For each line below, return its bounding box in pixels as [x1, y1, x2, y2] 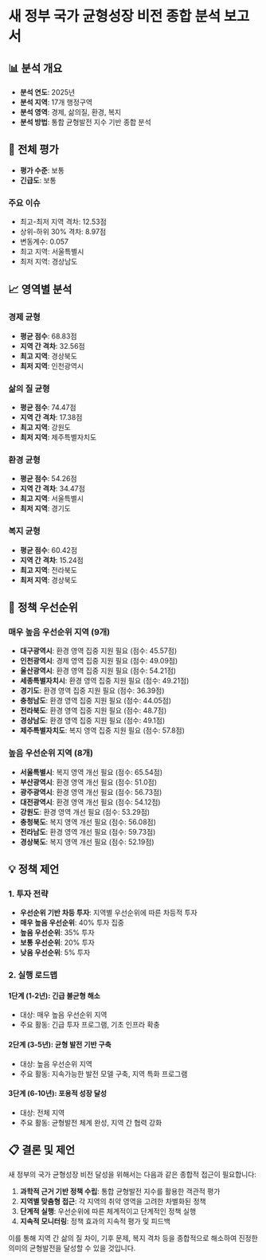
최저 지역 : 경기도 [19, 503, 72, 514]
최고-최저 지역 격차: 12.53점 [19, 217, 108, 227]
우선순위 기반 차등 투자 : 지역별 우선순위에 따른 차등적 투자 [19, 908, 198, 918]
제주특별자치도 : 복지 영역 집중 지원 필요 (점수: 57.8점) [19, 726, 186, 735]
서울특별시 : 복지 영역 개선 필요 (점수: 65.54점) [19, 767, 163, 777]
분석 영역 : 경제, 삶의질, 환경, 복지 [19, 108, 122, 116]
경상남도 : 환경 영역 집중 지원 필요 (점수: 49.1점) [19, 716, 166, 726]
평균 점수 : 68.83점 [19, 331, 77, 341]
